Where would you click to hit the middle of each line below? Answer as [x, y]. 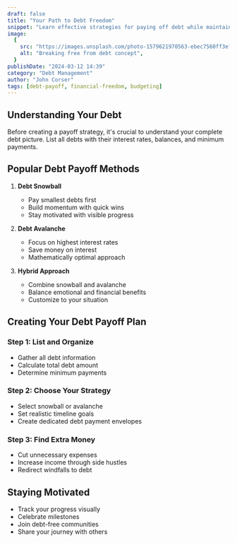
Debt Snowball [39, 186]
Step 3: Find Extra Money [51, 439]
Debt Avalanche [41, 228]
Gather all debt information [56, 357]
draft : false [26, 14]
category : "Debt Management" [50, 73]
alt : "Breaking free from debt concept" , [81, 54]
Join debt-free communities [58, 524]
